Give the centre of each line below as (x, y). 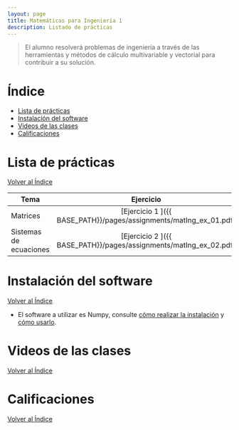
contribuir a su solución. (60, 63)
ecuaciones (30, 249)
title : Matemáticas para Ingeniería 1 (65, 21)
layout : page (27, 14)
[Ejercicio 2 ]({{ (146, 237)
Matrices (26, 216)
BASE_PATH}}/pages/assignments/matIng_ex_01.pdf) (146, 220)
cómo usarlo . (37, 322)
